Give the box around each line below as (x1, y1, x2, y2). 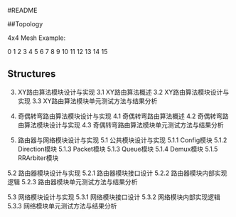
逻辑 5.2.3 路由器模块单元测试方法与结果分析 (7, 177, 138, 186)
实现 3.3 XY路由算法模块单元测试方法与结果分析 (17, 96, 158, 105)
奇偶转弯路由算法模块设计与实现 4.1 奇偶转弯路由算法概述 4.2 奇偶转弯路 (17, 112, 229, 120)
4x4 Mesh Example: (7, 33, 66, 42)
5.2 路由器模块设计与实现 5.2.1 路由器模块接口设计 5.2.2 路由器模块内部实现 (7, 169, 227, 177)
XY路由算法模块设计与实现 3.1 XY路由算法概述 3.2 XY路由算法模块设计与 (17, 88, 230, 96)
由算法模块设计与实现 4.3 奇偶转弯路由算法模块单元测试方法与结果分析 (17, 120, 224, 129)
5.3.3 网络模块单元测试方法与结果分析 (7, 201, 117, 210)
